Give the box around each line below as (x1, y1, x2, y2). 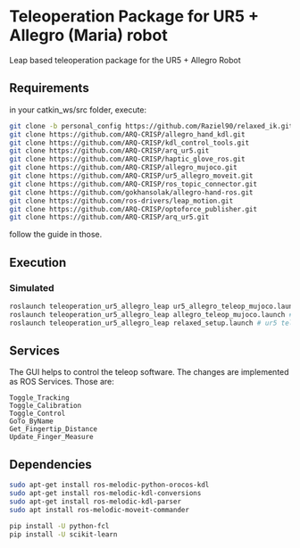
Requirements (9, 80, 89, 95)
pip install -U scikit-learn (9, 529, 118, 539)
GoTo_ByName (9, 417, 54, 426)
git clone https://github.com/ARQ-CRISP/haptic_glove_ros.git (9, 154, 246, 164)
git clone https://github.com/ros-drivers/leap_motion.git (9, 196, 234, 205)
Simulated (9, 281, 55, 294)
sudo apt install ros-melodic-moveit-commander (9, 505, 190, 514)
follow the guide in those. (9, 229, 103, 240)
